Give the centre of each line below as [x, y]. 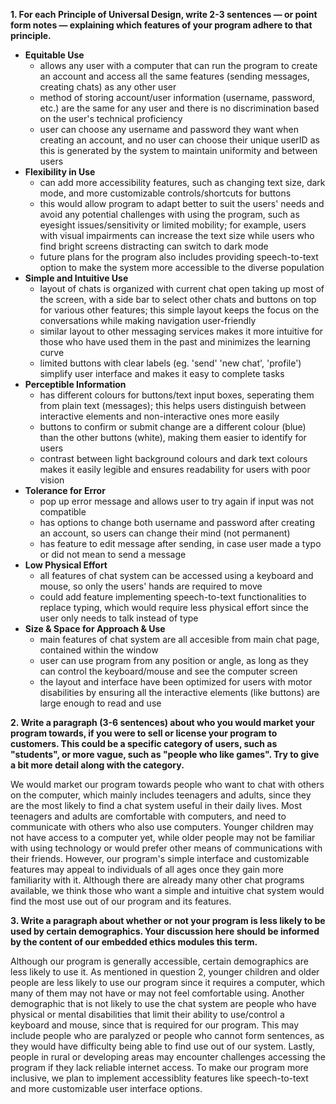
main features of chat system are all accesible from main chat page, [179, 639]
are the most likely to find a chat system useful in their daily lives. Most [156, 805]
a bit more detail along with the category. [97, 765]
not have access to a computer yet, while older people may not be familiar [163, 837]
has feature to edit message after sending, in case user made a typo [180, 543]
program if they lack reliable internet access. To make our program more [159, 1067]
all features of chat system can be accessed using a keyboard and [176, 575]
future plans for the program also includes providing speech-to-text [179, 257]
